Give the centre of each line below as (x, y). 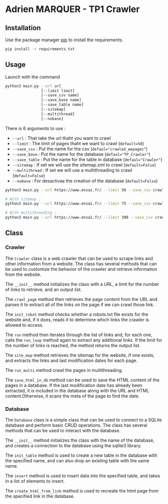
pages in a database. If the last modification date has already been (74, 385)
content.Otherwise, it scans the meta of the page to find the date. (72, 396)
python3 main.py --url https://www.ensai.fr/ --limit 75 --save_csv (78, 204)
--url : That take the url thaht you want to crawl (61, 138)
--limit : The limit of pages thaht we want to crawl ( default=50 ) (78, 143)
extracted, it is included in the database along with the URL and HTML (77, 390)
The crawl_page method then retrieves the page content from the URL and (81, 299)
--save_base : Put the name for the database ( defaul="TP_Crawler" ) (81, 154)
